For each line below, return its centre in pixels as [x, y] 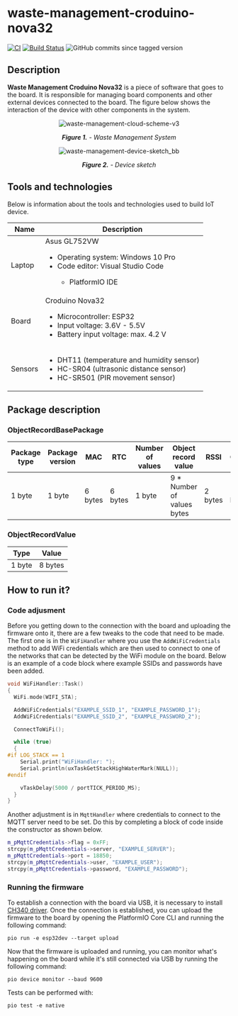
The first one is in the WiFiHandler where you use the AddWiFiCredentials [114, 641]
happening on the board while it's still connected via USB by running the [113, 959]
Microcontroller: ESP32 [96, 316]
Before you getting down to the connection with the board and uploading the [119, 626]
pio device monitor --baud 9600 [55, 980]
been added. [26, 671]
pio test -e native [36, 1006]
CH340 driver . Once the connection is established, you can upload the [110, 910]
